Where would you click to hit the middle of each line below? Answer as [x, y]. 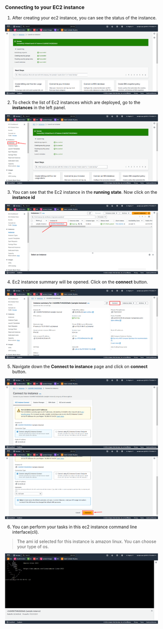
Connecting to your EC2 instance [45, 7]
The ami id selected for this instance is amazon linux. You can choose [87, 541]
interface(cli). [25, 532]
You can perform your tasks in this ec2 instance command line [74, 527]
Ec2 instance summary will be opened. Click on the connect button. [80, 282]
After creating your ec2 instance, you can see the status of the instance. [84, 18]
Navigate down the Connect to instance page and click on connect [80, 367]
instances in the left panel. [39, 108]
